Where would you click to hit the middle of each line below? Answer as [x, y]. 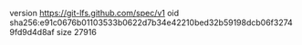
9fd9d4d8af [32, 32]
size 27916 [77, 32]
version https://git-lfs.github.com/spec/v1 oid [94, 13]
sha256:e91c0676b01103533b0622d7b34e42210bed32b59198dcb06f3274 [151, 22]
